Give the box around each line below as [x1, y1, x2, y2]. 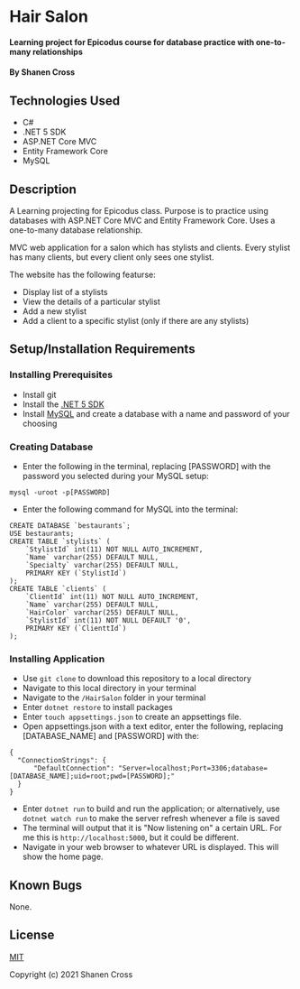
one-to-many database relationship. [9, 225, 143, 236]
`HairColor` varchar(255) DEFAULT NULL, [25, 607, 179, 617]
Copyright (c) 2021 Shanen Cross [9, 968, 133, 980]
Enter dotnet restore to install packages [22, 702, 173, 713]
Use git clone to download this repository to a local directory [22, 673, 252, 684]
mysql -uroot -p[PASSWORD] [9, 487, 111, 497]
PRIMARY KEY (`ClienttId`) [25, 624, 127, 633]
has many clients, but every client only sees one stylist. [9, 252, 214, 263]
